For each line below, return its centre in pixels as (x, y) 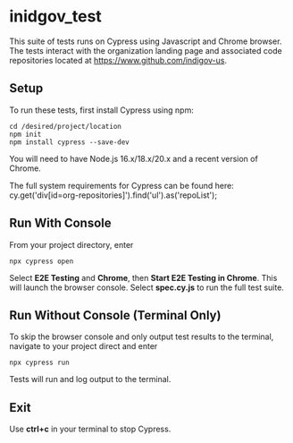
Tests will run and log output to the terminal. (90, 379)
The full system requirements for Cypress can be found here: (121, 185)
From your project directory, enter (71, 244)
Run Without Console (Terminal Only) (115, 315)
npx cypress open (42, 261)
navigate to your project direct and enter (84, 346)
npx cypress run (39, 363)
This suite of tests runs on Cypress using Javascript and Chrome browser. (146, 41)
